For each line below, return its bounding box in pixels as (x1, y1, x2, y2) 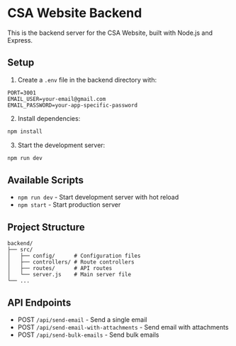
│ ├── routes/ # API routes (7, 265, 113, 272)
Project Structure (7, 221, 85, 233)
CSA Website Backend (7, 5, 142, 21)
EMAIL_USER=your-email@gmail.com (7, 95, 106, 102)
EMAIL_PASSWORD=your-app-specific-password (7, 102, 138, 109)
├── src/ (7, 247, 33, 254)
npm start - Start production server (17, 200, 121, 209)
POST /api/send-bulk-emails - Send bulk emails (17, 330, 159, 339)
